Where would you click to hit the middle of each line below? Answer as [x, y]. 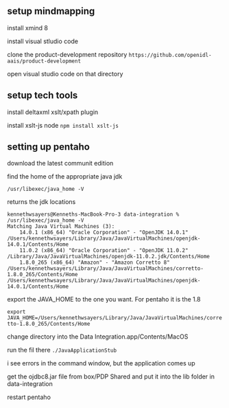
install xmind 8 [28, 27]
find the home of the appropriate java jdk [65, 177]
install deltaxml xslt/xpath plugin [53, 112]
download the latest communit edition [60, 163]
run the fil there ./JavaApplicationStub [62, 350]
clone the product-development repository [67, 54]
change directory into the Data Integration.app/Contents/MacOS [98, 337]
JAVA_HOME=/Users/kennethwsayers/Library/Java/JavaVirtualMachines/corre [115, 318]
